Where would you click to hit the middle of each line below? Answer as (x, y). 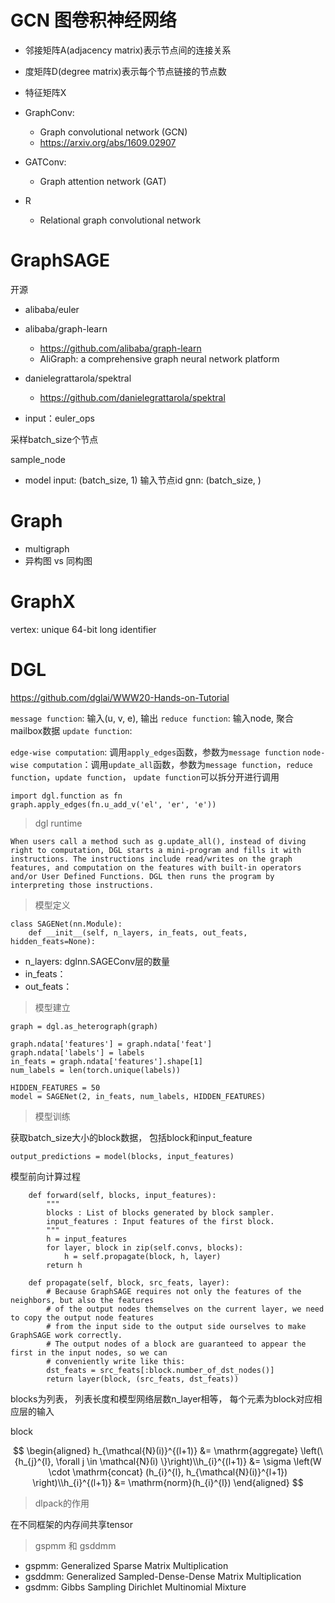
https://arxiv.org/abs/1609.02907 (108, 142)
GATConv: (45, 162)
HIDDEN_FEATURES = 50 (55, 1087)
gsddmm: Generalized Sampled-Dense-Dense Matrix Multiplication (163, 1576)
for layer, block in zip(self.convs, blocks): (145, 1247)
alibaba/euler (52, 309)
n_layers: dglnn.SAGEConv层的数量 (97, 961)
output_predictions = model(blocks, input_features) (122, 1156)
